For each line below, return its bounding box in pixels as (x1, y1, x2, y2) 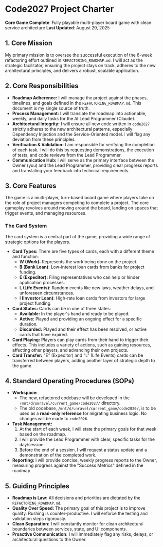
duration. (19, 321, 38, 327)
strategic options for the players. (5, 239, 71, 245)
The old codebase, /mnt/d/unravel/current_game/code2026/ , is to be (19, 405, 156, 411)
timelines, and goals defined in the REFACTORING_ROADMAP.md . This (12, 100, 142, 106)
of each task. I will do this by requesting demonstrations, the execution (12, 147, 154, 153)
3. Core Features (5, 182, 57, 190)
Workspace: (12, 390, 38, 396)
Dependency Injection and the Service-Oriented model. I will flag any (12, 131, 151, 137)
